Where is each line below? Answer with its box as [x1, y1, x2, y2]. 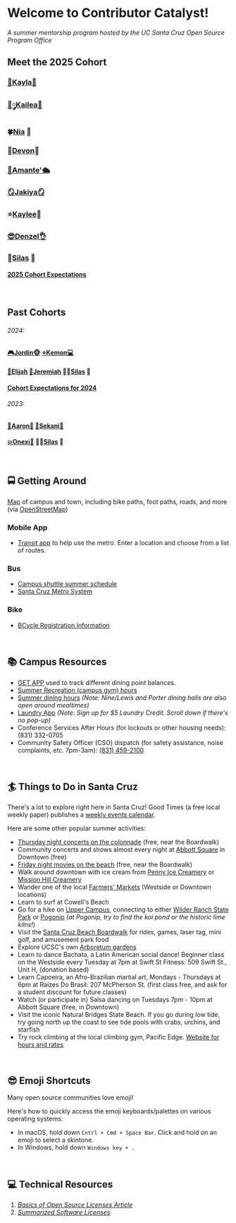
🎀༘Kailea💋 [7, 100, 43, 110]
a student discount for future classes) [17, 988, 127, 996]
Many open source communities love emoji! [7, 1093, 134, 1102]
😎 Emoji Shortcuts [7, 1075, 91, 1087]
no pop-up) [17, 715, 51, 724]
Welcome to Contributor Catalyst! [7, 5, 209, 21]
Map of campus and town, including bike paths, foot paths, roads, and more [7, 497, 228, 506]
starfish [17, 1025, 40, 1034]
